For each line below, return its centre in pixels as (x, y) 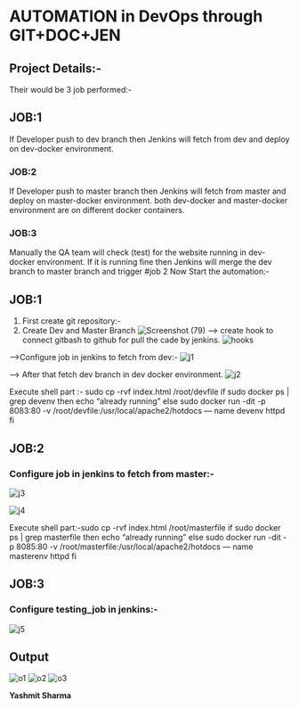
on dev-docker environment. (61, 148)
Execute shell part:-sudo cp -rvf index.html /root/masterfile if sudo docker (145, 527)
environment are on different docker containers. (97, 210)
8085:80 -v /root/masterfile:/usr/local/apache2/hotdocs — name (135, 547)
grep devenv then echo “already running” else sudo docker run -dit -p (137, 401)
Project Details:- (56, 68)
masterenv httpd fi (43, 556)
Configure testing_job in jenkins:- (84, 610)
